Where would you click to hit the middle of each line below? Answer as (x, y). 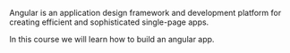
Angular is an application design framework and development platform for (145, 13)
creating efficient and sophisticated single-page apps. (109, 22)
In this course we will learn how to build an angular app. (112, 39)
